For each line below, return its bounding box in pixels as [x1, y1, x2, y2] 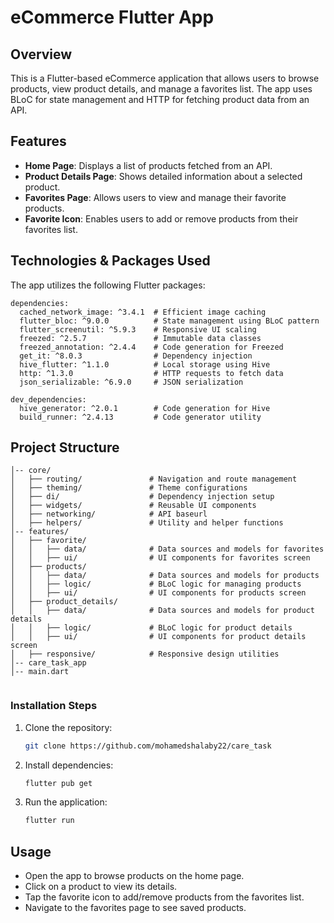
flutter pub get [24, 778, 93, 788]
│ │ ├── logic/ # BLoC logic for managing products [10, 579, 302, 590]
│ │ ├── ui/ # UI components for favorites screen [10, 553, 311, 563]
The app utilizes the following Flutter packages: [10, 279, 206, 291]
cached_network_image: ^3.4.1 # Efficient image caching [19, 307, 267, 317]
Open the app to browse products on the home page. [24, 870, 245, 882]
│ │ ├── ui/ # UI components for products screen [10, 588, 307, 598]
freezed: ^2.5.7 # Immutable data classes [19, 333, 262, 343]
